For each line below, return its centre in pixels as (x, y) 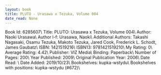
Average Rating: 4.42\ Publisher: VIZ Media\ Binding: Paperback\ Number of (81, 52)
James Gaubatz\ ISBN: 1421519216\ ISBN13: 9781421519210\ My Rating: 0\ (79, 47)
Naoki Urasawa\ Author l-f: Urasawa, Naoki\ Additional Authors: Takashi (77, 37)
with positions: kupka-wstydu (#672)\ (43, 68)
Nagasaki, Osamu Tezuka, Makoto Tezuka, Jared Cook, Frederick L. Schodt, (81, 42)
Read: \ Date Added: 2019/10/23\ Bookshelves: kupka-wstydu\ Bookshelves (80, 62)
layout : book (18, 9)
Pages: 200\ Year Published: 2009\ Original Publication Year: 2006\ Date (77, 58)
